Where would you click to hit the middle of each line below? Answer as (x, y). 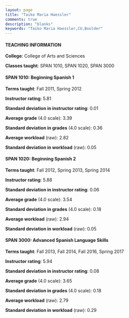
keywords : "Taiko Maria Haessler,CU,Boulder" (54, 29)
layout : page (19, 10)
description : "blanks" (29, 24)
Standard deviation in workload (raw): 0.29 (51, 310)
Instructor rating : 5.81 (28, 98)
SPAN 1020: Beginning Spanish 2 (41, 159)
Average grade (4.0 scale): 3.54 (39, 199)
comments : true (21, 19)
